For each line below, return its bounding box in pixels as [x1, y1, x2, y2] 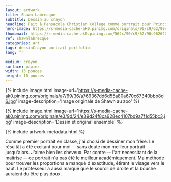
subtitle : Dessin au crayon [5, 17, 65, 22]
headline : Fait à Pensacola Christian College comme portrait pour [5, 21, 152, 27]
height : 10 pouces [5, 73, 44, 79]
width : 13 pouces [5, 69, 42, 74]
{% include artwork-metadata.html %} [5, 129, 85, 135]
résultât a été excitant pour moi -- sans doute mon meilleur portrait [5, 144, 146, 150]
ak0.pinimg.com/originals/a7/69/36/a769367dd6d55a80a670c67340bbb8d [5, 93, 164, 99]
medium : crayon [5, 59, 38, 64]
